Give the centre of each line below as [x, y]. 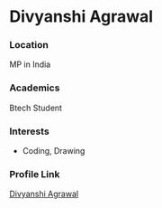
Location [29, 45]
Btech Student [36, 108]
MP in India [30, 64]
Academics [35, 88]
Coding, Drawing [54, 151]
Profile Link [35, 174]
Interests [29, 131]
